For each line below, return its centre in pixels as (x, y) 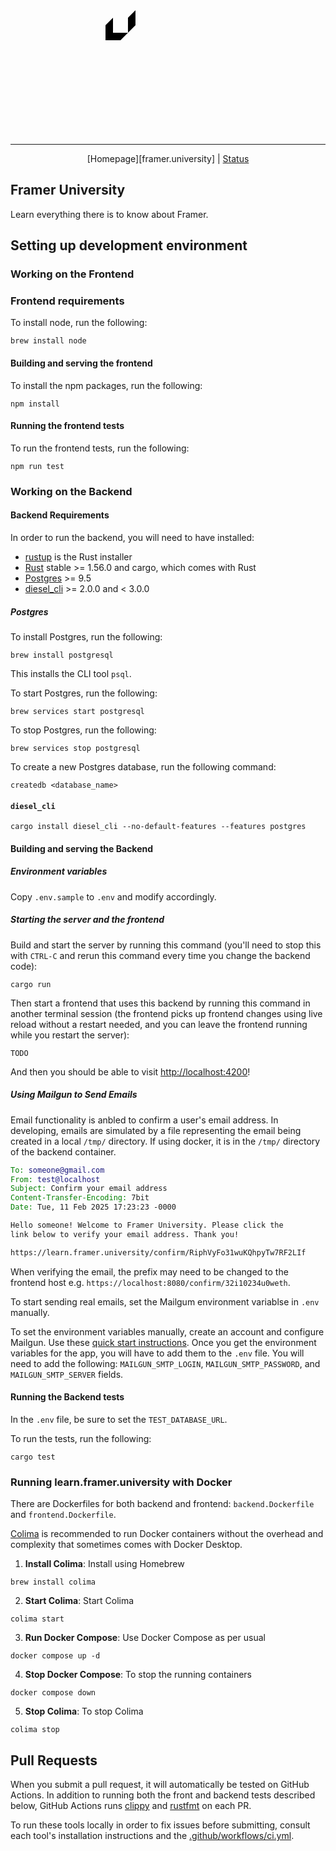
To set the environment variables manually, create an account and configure (167, 1331)
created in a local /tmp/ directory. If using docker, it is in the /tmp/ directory (165, 1141)
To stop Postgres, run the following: (83, 730)
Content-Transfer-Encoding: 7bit (80, 1198)
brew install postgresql (62, 655)
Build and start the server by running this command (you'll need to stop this (166, 945)
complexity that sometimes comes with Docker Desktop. (126, 1545)
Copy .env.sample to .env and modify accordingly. (113, 896)
